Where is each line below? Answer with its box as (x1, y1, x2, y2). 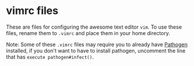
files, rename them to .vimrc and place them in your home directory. (6, 29, 171, 36)
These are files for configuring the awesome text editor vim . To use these (6, 23, 182, 30)
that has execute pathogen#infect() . (6, 53, 94, 60)
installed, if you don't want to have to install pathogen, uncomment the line (6, 47, 186, 54)
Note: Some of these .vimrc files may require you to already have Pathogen (6, 41, 188, 48)
